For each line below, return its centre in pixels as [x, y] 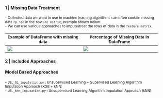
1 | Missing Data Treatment [33, 8]
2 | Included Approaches [30, 61]
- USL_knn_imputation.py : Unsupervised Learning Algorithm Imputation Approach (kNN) [78, 91]
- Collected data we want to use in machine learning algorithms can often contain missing [80, 18]
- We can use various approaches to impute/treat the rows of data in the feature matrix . [79, 26]
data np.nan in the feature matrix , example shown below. [53, 22]
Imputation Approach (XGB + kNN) [34, 86]
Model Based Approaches [32, 72]
